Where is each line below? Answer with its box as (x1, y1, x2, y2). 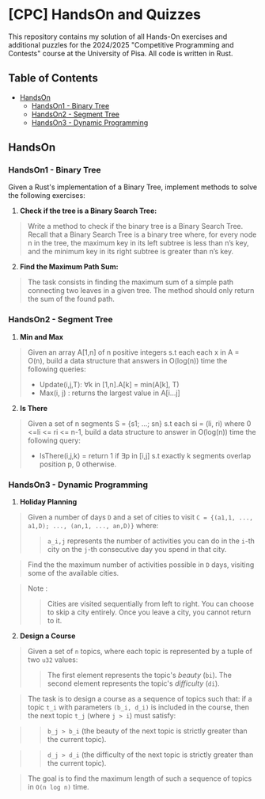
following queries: (27, 364, 86, 374)
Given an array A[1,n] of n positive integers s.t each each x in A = (27, 347, 240, 357)
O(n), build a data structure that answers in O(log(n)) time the (27, 356, 228, 365)
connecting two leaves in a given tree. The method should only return (27, 286, 255, 295)
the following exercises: (8, 191, 85, 200)
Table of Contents (8, 71, 99, 85)
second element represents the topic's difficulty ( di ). (47, 679, 220, 688)
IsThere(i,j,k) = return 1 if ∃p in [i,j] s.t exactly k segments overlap (39, 451, 252, 460)
